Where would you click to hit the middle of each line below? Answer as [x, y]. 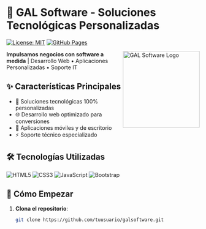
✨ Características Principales [64, 87]
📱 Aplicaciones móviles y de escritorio [63, 127]
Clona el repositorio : [42, 209]
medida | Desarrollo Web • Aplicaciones [57, 61]
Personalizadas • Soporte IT [42, 67]
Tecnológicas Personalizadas [83, 25]
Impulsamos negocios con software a [55, 54]
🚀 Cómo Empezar [40, 194]
